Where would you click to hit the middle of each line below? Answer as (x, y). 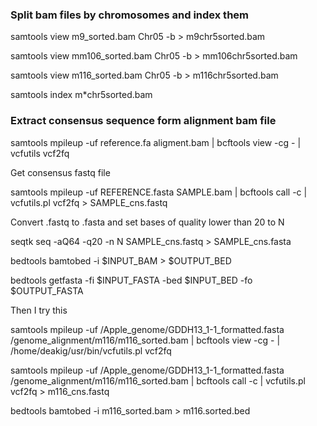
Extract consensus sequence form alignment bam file (143, 121)
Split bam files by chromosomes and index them (130, 15)
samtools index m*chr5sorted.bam (81, 95)
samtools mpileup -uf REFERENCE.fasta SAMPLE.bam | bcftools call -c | (159, 192)
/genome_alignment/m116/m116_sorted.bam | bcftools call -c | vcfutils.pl (158, 380)
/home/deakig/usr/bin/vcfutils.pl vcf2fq (91, 350)
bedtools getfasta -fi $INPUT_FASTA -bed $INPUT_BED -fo (131, 280)
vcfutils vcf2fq (40, 153)
